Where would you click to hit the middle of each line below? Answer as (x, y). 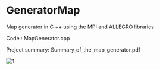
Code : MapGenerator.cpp (38, 38)
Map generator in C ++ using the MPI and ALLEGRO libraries (80, 27)
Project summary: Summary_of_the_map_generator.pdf (73, 50)
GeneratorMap (43, 10)
